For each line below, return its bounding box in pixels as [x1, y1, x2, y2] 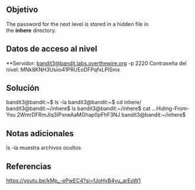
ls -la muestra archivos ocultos [6, 144, 82, 152]
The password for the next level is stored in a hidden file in [6, 20, 149, 27]
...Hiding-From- [151, 105, 190, 112]
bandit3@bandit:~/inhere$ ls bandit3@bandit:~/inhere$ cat [6, 105, 151, 112]
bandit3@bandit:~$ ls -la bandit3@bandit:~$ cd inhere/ [6, 99, 142, 106]
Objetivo [6, 5, 38, 15]
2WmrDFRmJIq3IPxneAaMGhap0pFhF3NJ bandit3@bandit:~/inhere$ [17, 111, 186, 118]
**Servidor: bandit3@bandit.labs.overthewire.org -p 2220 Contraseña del [6, 59, 187, 67]
